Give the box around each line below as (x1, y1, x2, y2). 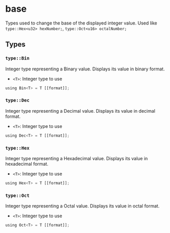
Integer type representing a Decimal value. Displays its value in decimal (5, 108, 156, 114)
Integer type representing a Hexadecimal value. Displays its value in (5, 155, 148, 161)
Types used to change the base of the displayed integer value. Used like (5, 20, 157, 26)
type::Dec (5, 97, 30, 103)
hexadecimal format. (5, 161, 48, 167)
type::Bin (5, 56, 30, 61)
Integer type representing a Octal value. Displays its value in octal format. (5, 203, 160, 209)
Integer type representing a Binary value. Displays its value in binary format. (5, 66, 165, 72)
